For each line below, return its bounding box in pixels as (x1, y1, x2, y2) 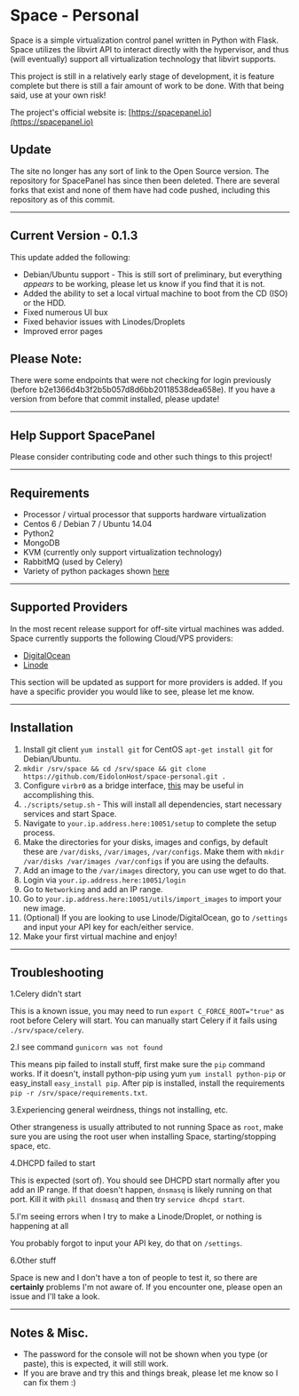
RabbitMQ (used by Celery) (22, 556, 123, 567)
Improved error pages (22, 325, 103, 336)
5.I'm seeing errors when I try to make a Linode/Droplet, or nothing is (10, 1211, 263, 1222)
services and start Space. (22, 808, 117, 818)
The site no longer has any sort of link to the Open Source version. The (10, 165, 270, 176)
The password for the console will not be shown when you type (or (22, 1349, 269, 1360)
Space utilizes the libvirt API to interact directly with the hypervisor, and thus (10, 44, 289, 54)
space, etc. (10, 1141, 51, 1152)
